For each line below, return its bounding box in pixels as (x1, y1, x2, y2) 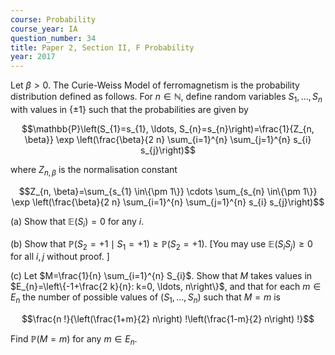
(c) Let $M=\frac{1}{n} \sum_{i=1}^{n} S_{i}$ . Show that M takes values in (10, 270, 313, 282)
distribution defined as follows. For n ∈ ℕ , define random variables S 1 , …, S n (10, 91, 323, 105)
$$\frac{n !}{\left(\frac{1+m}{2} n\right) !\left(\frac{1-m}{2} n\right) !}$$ (21, 313, 315, 325)
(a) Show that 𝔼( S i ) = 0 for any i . (10, 215, 145, 230)
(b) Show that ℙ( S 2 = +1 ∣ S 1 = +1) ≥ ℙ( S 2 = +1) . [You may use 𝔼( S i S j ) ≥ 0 (10, 237, 313, 252)
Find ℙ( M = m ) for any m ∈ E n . (10, 333, 138, 347)
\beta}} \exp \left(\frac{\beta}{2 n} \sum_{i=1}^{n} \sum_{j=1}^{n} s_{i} (24, 133, 312, 145)
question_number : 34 (10, 33, 97, 43)
